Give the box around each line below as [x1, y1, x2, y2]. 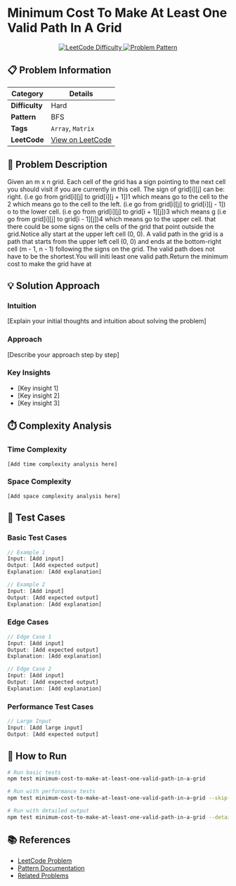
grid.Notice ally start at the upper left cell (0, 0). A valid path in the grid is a [7, 230, 223, 238]
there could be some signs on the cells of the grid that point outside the [7, 222, 214, 230]
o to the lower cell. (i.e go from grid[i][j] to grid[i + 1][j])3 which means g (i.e [7, 207, 227, 216]
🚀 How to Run [7, 750, 67, 762]
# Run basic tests [7, 769, 61, 776]
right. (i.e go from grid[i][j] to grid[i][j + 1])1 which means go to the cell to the [7, 192, 228, 201]
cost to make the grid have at [7, 259, 92, 268]
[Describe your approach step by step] [7, 350, 119, 359]
